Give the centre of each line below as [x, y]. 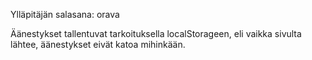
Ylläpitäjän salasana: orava [65, 14]
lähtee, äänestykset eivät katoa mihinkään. [98, 44]
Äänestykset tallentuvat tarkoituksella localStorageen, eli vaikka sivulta [156, 33]
